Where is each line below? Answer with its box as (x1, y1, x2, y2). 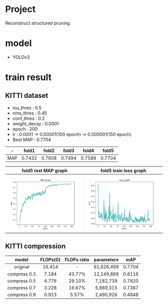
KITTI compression (5, 242, 66, 250)
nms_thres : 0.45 (12, 110, 47, 116)
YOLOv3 (12, 54, 30, 60)
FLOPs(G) (39, 256, 61, 263)
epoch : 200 (12, 126, 38, 132)
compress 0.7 (7, 285, 36, 291)
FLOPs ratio (64, 256, 90, 263)
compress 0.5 (7, 277, 36, 283)
